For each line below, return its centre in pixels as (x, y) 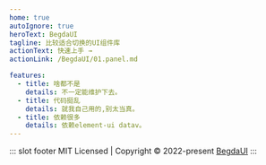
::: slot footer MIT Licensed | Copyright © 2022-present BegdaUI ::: (133, 151)
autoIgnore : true (42, 26)
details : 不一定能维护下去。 (74, 92)
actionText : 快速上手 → (51, 51)
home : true (30, 17)
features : (28, 76)
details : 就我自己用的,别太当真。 (82, 109)
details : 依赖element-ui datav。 (86, 126)
